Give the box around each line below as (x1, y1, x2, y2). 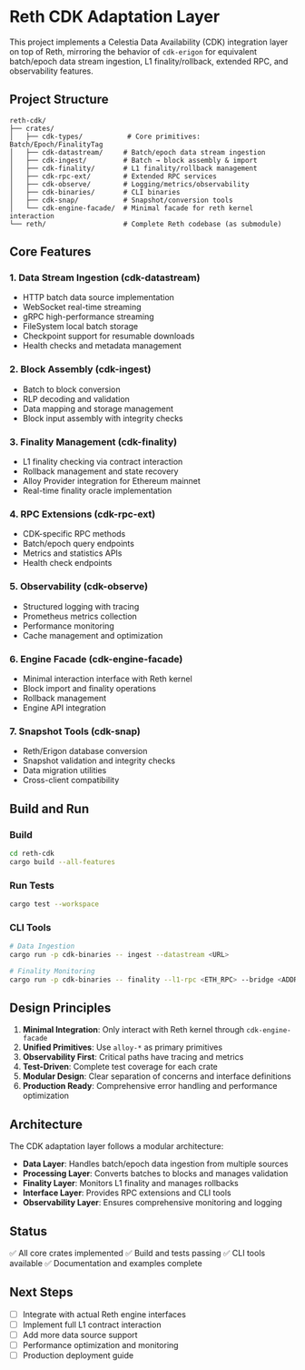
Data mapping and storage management (22, 403, 174, 414)
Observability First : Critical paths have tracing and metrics (22, 1052, 244, 1063)
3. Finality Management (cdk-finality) (9, 435, 178, 448)
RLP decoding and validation (22, 393, 130, 404)
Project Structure (9, 92, 109, 107)
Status (9, 1224, 48, 1239)
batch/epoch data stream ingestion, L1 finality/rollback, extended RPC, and (9, 55, 289, 66)
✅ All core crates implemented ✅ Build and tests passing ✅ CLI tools (9, 1248, 266, 1259)
